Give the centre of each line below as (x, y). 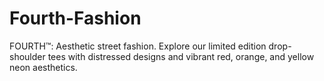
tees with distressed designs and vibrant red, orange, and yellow (181, 56)
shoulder (27, 56)
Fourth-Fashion (75, 18)
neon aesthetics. (43, 67)
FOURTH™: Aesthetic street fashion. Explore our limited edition (138, 46)
